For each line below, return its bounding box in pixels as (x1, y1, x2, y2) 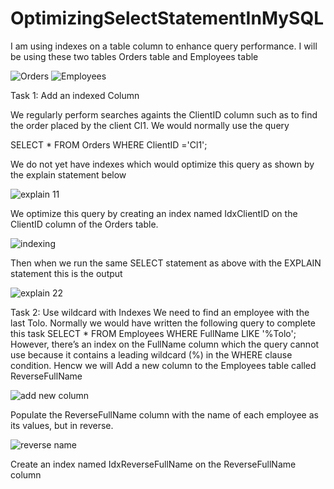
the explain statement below (10, 168, 127, 181)
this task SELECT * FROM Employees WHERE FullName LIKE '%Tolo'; (10, 327, 297, 339)
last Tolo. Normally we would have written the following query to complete (10, 317, 316, 329)
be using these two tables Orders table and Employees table (10, 50, 259, 62)
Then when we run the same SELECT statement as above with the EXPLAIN (10, 257, 322, 269)
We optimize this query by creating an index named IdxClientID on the (10, 207, 298, 219)
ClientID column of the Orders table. (10, 218, 159, 230)
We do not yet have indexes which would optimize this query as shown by (10, 158, 315, 170)
